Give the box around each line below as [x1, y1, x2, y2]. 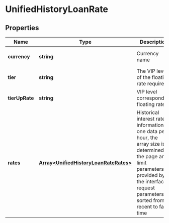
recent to [136, 203, 158, 210]
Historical [136, 109, 159, 116]
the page [136, 153, 158, 160]
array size [136, 141, 160, 147]
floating [136, 101, 155, 107]
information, [136, 122, 165, 129]
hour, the [136, 134, 158, 141]
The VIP [136, 68, 155, 74]
